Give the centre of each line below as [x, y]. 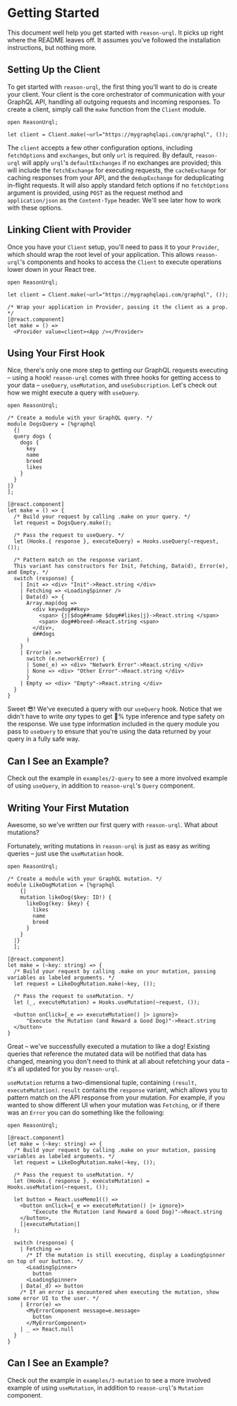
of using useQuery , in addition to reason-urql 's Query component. [101, 786]
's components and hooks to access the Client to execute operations [121, 262]
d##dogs [44, 634]
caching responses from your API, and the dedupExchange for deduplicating [116, 177]
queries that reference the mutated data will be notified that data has [107, 1054]
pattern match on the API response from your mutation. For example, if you [116, 1098]
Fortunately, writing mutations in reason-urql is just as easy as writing [109, 846]
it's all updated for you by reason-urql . [63, 1069]
